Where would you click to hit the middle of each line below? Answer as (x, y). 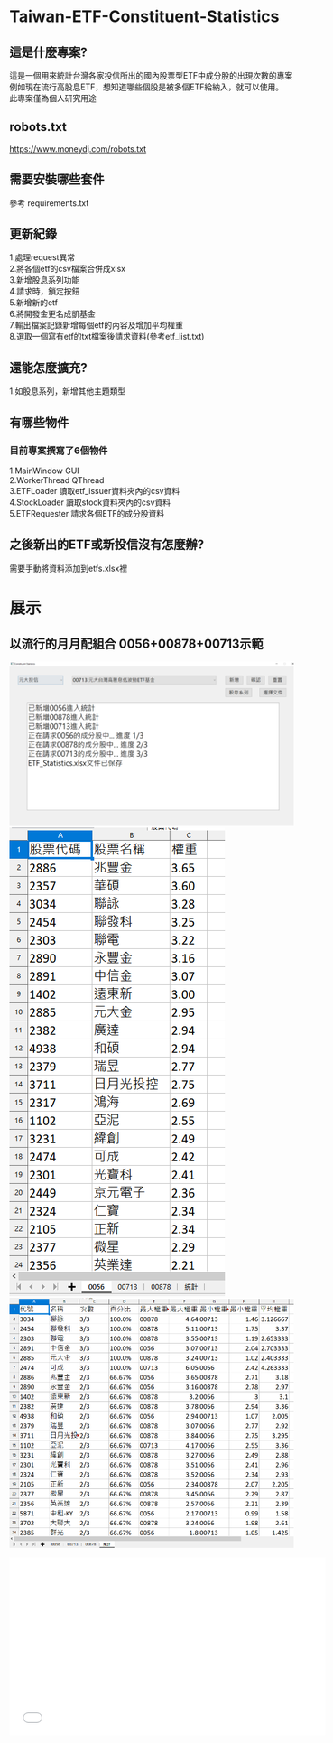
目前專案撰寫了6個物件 (59, 451)
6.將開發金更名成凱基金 (53, 314)
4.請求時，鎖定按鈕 (45, 292)
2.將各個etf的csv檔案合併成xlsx (68, 269)
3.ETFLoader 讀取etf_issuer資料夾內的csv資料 (95, 490)
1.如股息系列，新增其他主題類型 (68, 391)
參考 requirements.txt (49, 203)
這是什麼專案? (48, 52)
